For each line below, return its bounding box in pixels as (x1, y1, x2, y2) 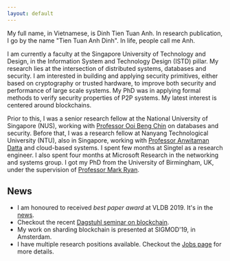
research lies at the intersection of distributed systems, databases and (7, 64, 207, 72)
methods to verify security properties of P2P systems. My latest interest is (7, 94, 218, 102)
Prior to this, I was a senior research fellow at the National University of (7, 114, 208, 123)
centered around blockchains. (7, 101, 92, 109)
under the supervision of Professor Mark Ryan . (7, 165, 139, 174)
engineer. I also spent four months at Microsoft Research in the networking (7, 151, 219, 159)
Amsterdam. (16, 233, 52, 241)
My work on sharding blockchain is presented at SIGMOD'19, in (16, 225, 196, 234)
